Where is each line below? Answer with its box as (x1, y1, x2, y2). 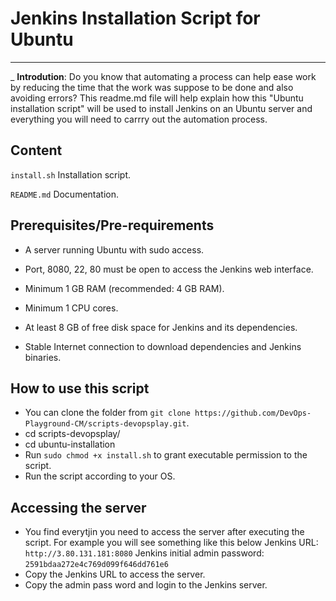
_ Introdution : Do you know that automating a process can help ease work (10, 70, 317, 82)
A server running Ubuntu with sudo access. (24, 243, 205, 256)
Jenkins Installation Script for (10, 7, 261, 30)
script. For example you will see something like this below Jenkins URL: (24, 537, 319, 549)
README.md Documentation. (10, 188, 120, 200)
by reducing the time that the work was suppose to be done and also (10, 81, 294, 93)
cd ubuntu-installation (24, 438, 116, 451)
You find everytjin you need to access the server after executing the (24, 526, 305, 538)
